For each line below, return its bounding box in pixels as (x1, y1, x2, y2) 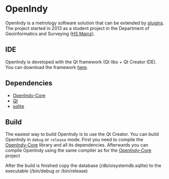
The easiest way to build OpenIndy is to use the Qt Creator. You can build (5, 131, 159, 137)
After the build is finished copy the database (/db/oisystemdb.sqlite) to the (5, 163, 161, 169)
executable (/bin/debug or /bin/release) (5, 168, 88, 174)
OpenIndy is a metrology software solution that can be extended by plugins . (5, 20, 164, 26)
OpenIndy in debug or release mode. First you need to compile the (5, 136, 144, 142)
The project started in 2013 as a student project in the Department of (5, 25, 150, 31)
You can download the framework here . (5, 64, 88, 70)
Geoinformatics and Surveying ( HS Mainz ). (5, 30, 95, 37)
